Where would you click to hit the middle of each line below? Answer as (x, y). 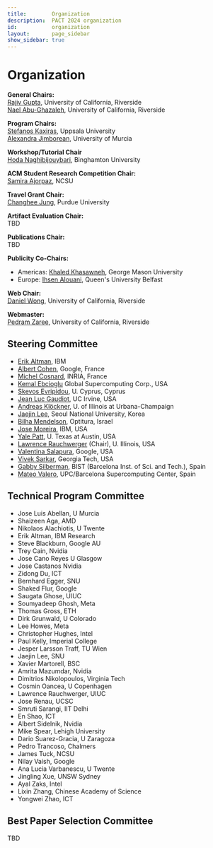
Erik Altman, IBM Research (56, 535)
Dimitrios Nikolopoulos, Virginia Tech (71, 678)
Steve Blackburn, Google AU (59, 543)
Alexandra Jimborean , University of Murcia (70, 139)
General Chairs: (31, 95)
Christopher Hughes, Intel (55, 633)
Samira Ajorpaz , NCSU (40, 181)
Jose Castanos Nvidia (50, 566)
